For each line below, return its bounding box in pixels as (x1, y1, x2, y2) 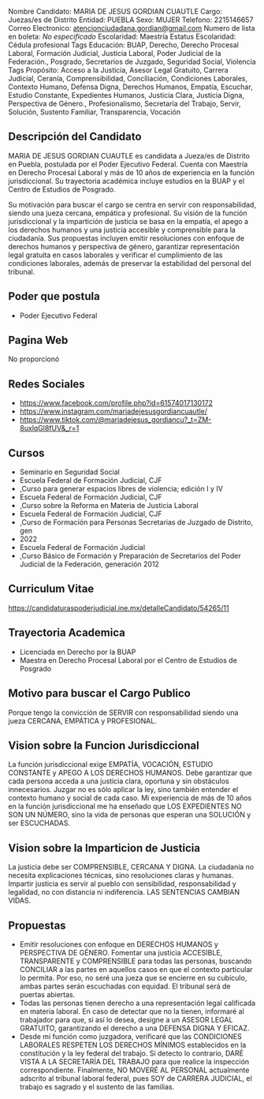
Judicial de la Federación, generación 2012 (19, 559, 160, 569)
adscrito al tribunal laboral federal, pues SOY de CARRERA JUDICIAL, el (19, 1073, 252, 1083)
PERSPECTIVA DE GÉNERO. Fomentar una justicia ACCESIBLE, (19, 948, 223, 957)
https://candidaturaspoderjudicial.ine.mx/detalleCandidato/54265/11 (8, 603, 230, 612)
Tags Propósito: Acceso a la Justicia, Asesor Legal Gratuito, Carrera (8, 65, 229, 74)
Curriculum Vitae (8, 582, 95, 596)
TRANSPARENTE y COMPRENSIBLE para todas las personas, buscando (19, 956, 252, 966)
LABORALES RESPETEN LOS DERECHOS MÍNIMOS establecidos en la (19, 1040, 247, 1049)
